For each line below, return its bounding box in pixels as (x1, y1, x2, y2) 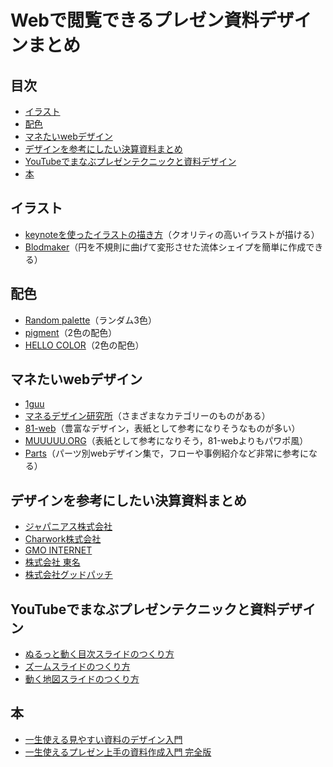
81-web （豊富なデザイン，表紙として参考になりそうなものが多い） (24, 422, 301, 435)
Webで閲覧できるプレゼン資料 (10, 9, 260, 32)
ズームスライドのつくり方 (24, 661, 131, 673)
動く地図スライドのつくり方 (24, 673, 140, 685)
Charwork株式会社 (24, 533, 102, 545)
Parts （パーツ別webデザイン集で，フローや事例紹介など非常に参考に (24, 447, 310, 460)
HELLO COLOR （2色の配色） (24, 339, 145, 351)
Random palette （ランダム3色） (24, 314, 158, 326)
